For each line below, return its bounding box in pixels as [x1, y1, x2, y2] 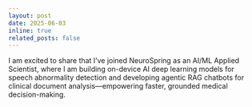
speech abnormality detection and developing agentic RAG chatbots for [8, 73, 245, 82]
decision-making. [8, 89, 66, 100]
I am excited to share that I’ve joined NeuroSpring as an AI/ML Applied [8, 56, 240, 65]
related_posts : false [8, 34, 81, 42]
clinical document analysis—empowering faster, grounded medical [8, 81, 228, 91]
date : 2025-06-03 [8, 19, 66, 27]
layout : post [8, 11, 52, 20]
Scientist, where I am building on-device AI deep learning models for [8, 65, 234, 74]
